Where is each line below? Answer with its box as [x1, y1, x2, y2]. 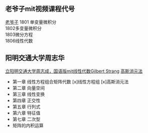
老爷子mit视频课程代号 [5, 4, 75, 13]
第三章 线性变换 [12, 91, 45, 97]
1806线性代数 [5, 37, 33, 43]
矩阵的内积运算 [12, 122, 44, 128]
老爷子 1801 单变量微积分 [5, 19, 57, 25]
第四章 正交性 [12, 97, 41, 103]
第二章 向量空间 [12, 84, 45, 91]
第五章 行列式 [12, 103, 41, 109]
